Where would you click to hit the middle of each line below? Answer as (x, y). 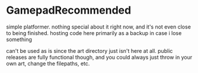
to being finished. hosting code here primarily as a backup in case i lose (94, 33)
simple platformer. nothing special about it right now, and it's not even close (99, 27)
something (19, 39)
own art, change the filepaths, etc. (48, 64)
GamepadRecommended (69, 10)
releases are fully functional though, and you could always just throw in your (99, 57)
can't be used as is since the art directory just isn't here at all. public (90, 50)
